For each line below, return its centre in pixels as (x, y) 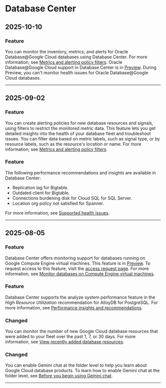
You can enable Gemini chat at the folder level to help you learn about (76, 365)
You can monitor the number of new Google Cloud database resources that (82, 331)
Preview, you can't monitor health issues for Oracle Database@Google (77, 73)
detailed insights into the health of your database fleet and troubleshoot (78, 133)
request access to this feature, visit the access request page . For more (77, 268)
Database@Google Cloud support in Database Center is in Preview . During (81, 67)
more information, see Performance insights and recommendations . (74, 307)
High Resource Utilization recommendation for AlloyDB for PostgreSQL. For (82, 302)
